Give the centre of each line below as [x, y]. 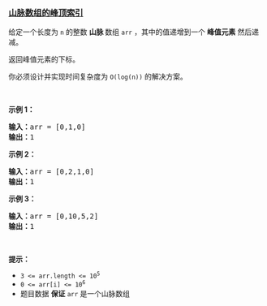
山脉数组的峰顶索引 [46, 12]
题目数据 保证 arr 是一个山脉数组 [75, 294]
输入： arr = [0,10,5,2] [54, 216]
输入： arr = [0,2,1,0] [52, 172]
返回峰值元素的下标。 [44, 59]
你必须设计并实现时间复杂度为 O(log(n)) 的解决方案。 [98, 77]
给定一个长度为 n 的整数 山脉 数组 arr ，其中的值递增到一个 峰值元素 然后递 [134, 32]
